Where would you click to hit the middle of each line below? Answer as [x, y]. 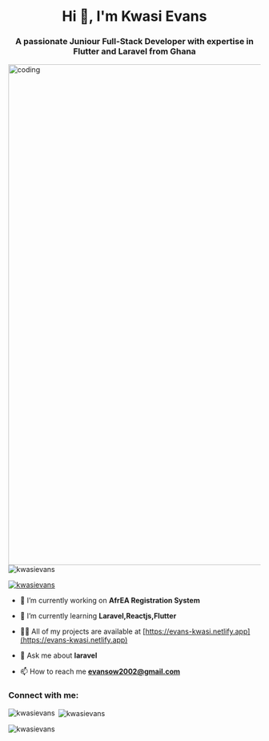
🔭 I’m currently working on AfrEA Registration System [110, 601]
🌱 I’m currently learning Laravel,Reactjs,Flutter [98, 616]
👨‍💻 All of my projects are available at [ [82, 631]
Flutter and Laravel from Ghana [134, 51]
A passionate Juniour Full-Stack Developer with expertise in [134, 42]
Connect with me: [44, 695]
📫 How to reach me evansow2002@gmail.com [100, 671]
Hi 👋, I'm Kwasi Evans [134, 16]
